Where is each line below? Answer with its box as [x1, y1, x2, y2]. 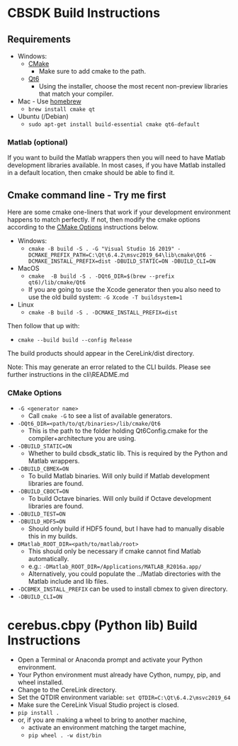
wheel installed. [17, 678, 64, 686]
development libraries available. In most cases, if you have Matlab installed [7, 161, 226, 169]
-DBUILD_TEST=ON [17, 511, 66, 518]
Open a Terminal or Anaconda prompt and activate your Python [17, 655, 203, 664]
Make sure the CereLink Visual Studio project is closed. [17, 701, 179, 709]
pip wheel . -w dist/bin [28, 732, 102, 740]
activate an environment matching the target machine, [28, 723, 186, 732]
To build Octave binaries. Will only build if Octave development [28, 494, 212, 503]
